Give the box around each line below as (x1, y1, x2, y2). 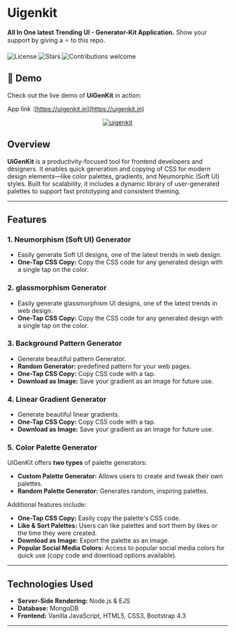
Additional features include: (7, 501, 87, 509)
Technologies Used (7, 578, 93, 590)
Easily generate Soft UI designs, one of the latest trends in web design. (17, 251, 222, 259)
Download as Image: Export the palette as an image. (17, 536, 170, 545)
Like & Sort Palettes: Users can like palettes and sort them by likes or (17, 522, 218, 530)
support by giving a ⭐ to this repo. (7, 36, 106, 44)
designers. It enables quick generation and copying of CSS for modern (7, 165, 211, 173)
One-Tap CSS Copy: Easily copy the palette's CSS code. (17, 514, 180, 522)
